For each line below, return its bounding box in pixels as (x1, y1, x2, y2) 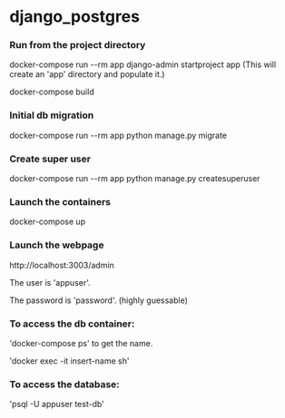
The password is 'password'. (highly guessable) (9, 295, 189, 306)
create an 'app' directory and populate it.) (9, 69, 165, 80)
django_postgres (9, 6, 141, 27)
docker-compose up (9, 216, 86, 228)
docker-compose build (9, 86, 94, 97)
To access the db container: (9, 317, 135, 330)
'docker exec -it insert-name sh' (9, 355, 130, 366)
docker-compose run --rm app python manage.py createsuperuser (9, 173, 260, 184)
